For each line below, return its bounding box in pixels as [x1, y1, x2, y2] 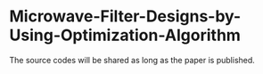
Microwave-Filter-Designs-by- [9, 6, 242, 27]
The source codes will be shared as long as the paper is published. [9, 54, 256, 65]
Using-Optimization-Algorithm [9, 25, 241, 45]
